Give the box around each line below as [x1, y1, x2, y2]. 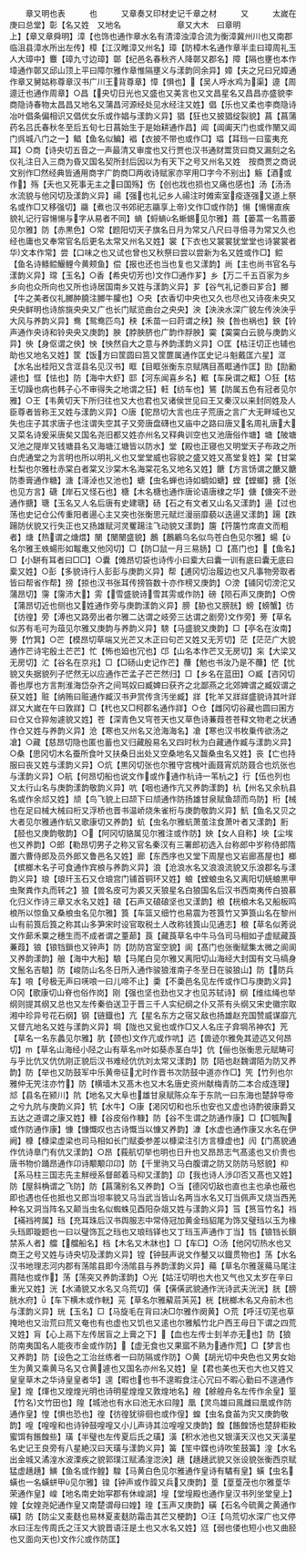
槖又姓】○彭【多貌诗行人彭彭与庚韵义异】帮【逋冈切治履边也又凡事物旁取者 [9, 566, 296, 577]
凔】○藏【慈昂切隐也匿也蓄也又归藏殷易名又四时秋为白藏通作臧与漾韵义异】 [9, 737, 296, 747]
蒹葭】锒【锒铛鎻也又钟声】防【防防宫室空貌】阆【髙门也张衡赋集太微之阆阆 [9, 942, 297, 952]
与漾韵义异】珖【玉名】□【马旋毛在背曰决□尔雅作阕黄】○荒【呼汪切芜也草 [9, 1306, 295, 1316]
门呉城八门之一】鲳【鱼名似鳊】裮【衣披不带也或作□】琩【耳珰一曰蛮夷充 [9, 133, 289, 144]
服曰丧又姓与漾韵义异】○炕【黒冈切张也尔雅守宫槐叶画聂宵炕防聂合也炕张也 [9, 760, 296, 770]
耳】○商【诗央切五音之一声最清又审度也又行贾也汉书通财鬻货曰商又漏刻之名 [9, 145, 296, 155]
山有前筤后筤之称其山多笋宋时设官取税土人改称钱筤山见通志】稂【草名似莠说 [9, 919, 297, 929]
